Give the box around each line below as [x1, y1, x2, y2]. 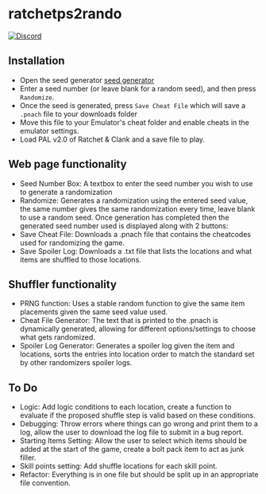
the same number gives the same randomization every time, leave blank [19, 204, 256, 213]
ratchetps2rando [8, 5, 122, 23]
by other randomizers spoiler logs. [19, 358, 133, 368]
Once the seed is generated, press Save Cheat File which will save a [19, 100, 246, 110]
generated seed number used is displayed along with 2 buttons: [19, 220, 229, 231]
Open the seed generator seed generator [19, 75, 155, 84]
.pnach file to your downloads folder [19, 109, 137, 119]
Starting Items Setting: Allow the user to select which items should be [19, 436, 248, 445]
